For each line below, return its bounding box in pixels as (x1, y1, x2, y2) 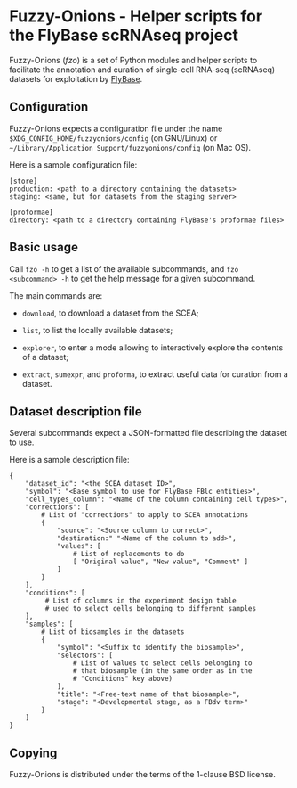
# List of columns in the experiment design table (44, 596, 237, 605)
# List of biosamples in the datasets (41, 628, 185, 636)
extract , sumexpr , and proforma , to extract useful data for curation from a (21, 368, 289, 380)
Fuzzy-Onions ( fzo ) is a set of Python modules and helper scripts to (9, 54, 258, 65)
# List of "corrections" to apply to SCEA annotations (41, 511, 249, 520)
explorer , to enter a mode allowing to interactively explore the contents (21, 341, 284, 353)
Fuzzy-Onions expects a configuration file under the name (9, 123, 223, 134)
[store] (9, 176, 38, 185)
